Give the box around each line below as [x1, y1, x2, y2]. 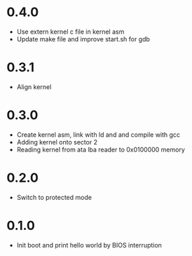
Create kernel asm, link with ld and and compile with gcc [16, 130, 180, 139]
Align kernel [16, 82, 52, 91]
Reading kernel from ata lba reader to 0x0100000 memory [16, 145, 185, 154]
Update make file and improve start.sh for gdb [16, 34, 150, 43]
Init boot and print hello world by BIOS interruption [16, 241, 163, 249]
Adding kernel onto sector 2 [16, 137, 98, 146]
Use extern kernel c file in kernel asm [16, 27, 125, 36]
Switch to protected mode [16, 193, 92, 201]
